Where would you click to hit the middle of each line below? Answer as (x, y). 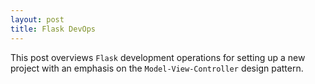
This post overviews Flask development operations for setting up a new (158, 57)
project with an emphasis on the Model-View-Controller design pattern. (157, 68)
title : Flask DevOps (53, 29)
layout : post (37, 19)
